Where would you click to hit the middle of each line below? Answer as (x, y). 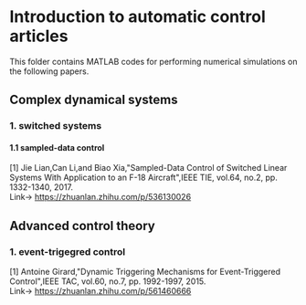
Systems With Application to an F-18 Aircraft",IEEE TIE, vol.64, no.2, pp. (144, 178)
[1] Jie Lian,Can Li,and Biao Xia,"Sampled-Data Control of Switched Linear (148, 168)
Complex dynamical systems (94, 100)
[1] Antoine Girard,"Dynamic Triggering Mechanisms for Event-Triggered (145, 272)
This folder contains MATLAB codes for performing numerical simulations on (153, 61)
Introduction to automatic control (138, 17)
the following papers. (49, 71)
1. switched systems (56, 126)
